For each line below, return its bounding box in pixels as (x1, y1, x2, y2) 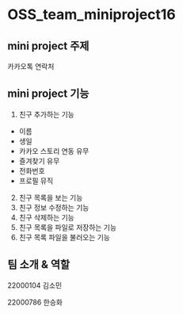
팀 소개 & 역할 (7, 258, 71, 271)
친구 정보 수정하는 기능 (18, 202, 90, 212)
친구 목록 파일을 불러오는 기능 (18, 232, 110, 242)
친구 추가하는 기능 (18, 109, 74, 119)
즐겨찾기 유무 (18, 156, 60, 166)
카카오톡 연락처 (7, 62, 55, 71)
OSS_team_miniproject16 (7, 6, 176, 24)
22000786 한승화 (7, 297, 63, 307)
